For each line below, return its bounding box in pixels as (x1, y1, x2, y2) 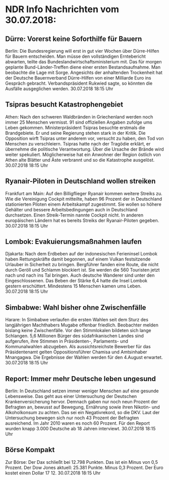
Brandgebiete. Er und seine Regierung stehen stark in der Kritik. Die (5, 130, 146, 136)
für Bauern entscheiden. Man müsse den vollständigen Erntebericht (5, 53, 146, 59)
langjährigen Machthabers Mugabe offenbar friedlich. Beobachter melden (5, 322, 159, 328)
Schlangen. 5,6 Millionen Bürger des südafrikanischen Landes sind (5, 333, 144, 339)
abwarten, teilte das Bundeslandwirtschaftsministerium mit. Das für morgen (5, 59, 162, 64)
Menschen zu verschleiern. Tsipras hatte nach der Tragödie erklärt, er (5, 140, 151, 146)
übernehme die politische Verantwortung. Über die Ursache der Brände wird (5, 146, 164, 152)
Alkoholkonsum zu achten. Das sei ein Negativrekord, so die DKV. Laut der (5, 410, 160, 416)
